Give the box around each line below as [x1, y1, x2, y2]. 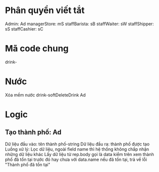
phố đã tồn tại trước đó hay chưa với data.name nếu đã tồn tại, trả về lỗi [5, 156, 147, 162]
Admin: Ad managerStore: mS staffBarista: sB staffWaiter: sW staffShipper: [5, 21, 154, 27]
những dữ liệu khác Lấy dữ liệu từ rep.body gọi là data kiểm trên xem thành [5, 151, 155, 157]
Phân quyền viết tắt [5, 5, 85, 16]
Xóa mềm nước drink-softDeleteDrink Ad [5, 92, 86, 98]
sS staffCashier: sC [5, 26, 43, 31]
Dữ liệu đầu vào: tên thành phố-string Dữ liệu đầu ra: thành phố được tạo [5, 141, 150, 147]
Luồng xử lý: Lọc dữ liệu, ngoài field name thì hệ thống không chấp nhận [5, 146, 149, 152]
